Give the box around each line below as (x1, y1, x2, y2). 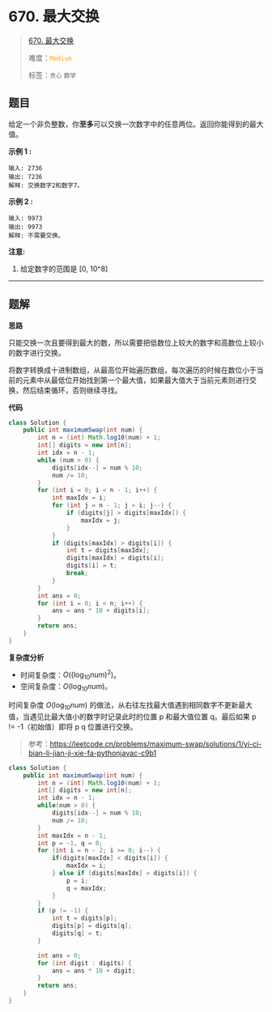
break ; (66, 569, 89, 577)
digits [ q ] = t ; (51, 929, 104, 938)
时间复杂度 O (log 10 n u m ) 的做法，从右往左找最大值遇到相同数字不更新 (8, 700, 239, 712)
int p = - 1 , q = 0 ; (37, 839, 104, 847)
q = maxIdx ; (66, 884, 107, 892)
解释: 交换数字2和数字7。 (8, 181, 83, 189)
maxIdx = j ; (80, 516, 121, 525)
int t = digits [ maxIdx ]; (66, 546, 151, 555)
